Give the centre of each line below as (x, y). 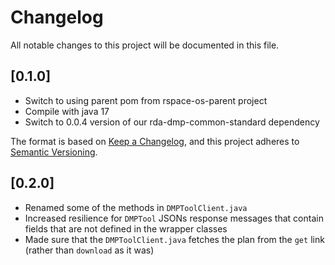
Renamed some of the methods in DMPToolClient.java (136, 207)
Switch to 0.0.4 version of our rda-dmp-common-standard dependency (172, 122)
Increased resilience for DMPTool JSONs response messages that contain (174, 218)
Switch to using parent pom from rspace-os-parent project (146, 100)
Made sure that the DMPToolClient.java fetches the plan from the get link (174, 239)
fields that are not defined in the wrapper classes (126, 228)
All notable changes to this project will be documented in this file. (145, 45)
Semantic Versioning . (54, 152)
